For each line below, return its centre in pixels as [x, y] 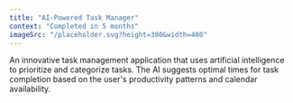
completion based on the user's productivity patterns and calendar [133, 80]
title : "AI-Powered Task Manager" [74, 18]
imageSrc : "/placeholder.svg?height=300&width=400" [108, 34]
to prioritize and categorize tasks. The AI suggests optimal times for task [144, 70]
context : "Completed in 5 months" [74, 26]
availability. [30, 89]
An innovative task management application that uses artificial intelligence [147, 61]
